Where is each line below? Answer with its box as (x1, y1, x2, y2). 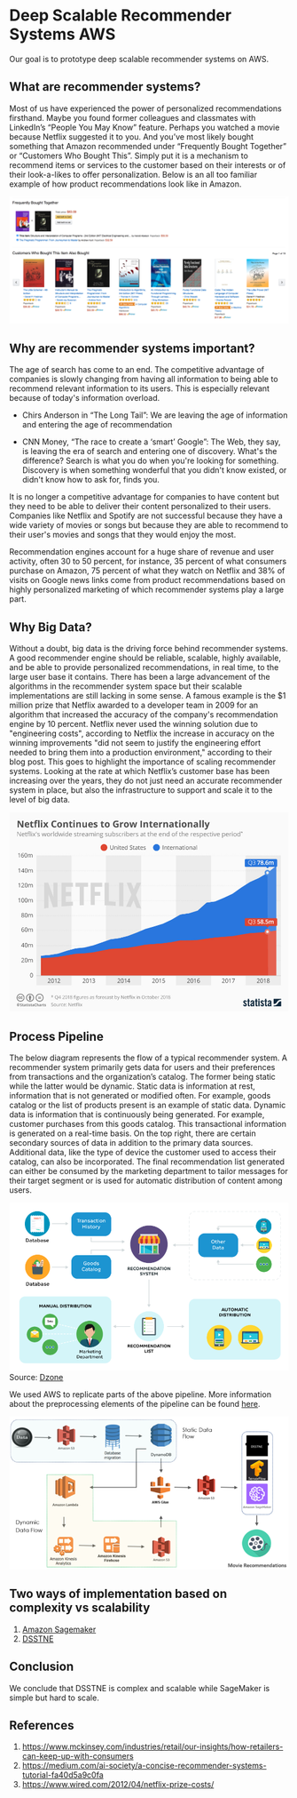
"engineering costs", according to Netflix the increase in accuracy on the (9, 728, 275, 739)
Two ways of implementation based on (9, 1586, 228, 1602)
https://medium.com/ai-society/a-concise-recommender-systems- (21, 1761, 268, 1771)
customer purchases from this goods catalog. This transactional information (9, 1119, 286, 1130)
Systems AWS (9, 24, 116, 44)
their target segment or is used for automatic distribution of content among (9, 1175, 283, 1187)
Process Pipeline (9, 1028, 104, 1044)
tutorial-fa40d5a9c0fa (21, 1770, 104, 1780)
